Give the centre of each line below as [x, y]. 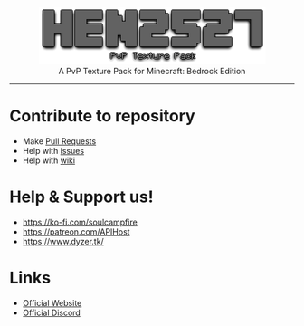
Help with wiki [48, 160]
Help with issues [53, 150]
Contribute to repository [103, 116]
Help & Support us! [81, 197]
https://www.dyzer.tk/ [63, 241]
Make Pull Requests [59, 141]
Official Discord [52, 312]
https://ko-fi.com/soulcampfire [80, 222]
